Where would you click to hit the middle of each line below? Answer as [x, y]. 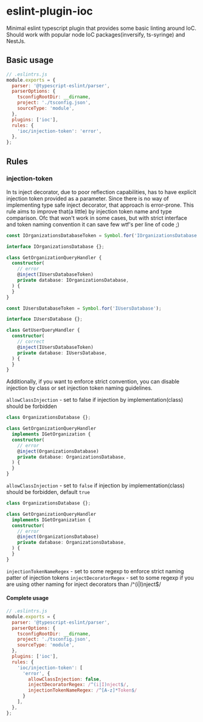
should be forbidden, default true [48, 492]
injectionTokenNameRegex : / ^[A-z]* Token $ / [83, 690]
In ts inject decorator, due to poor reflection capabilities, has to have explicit [101, 192]
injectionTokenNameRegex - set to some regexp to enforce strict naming [95, 571]
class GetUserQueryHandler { [43, 331]
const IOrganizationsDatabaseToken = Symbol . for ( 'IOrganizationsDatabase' [103, 235]
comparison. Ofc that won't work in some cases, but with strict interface [97, 218]
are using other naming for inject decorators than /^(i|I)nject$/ [84, 584]
